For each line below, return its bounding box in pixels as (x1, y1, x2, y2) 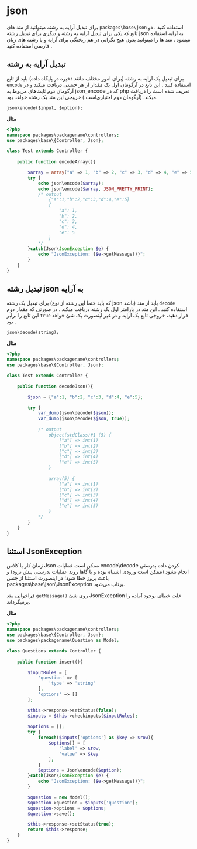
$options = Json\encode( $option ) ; (37, 767, 122, 773)
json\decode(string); (6, 330, 60, 336)
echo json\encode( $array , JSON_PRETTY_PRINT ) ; (37, 186, 154, 192)
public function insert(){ (17, 659, 83, 665)
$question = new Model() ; (27, 794, 91, 800)
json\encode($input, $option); (6, 104, 83, 111)
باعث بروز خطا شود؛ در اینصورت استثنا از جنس (6, 574, 109, 581)
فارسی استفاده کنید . (6, 42, 53, 49)
